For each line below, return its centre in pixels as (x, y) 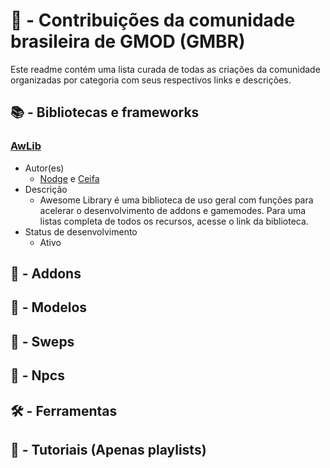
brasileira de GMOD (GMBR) (128, 41)
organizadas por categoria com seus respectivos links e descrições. (151, 80)
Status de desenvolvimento (81, 231)
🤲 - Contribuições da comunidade (153, 20)
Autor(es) (44, 168)
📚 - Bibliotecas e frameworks (105, 112)
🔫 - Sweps (42, 341)
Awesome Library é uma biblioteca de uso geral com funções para (176, 200)
